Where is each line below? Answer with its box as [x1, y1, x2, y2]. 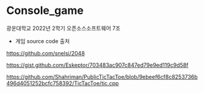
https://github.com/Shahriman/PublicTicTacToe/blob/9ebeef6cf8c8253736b [6, 73, 198, 80]
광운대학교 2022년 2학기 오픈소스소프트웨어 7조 [6, 24, 121, 32]
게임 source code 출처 [15, 37, 70, 44]
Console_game [6, 4, 84, 18]
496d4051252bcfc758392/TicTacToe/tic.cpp [6, 80, 119, 87]
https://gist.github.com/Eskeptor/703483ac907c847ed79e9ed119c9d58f [6, 61, 189, 69]
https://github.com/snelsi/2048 [6, 49, 86, 57]
